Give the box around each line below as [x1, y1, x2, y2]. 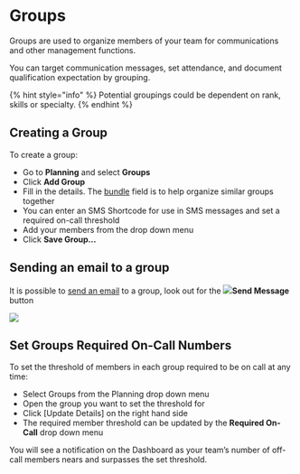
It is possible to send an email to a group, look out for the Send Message [9, 285, 290, 296]
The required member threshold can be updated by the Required [22, 417, 265, 429]
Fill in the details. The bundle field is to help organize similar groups [22, 186, 274, 197]
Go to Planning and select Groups [22, 166, 151, 177]
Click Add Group [22, 176, 86, 187]
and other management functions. [9, 44, 136, 55]
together [22, 195, 55, 206]
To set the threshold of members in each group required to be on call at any [9, 362, 291, 373]
